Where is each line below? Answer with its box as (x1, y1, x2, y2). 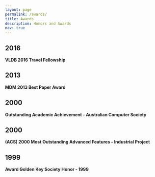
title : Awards (5, 16, 34, 21)
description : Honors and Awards (5, 21, 71, 26)
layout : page (5, 7, 32, 12)
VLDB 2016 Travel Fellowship (5, 57, 66, 63)
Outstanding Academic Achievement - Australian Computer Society (5, 111, 147, 117)
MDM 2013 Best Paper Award (5, 84, 66, 90)
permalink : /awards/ (5, 12, 48, 17)
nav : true (5, 26, 26, 31)
